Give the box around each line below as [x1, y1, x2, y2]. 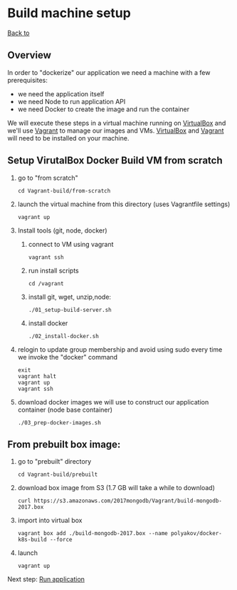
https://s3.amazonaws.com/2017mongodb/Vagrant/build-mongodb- [33, 497, 222, 504]
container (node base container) [17, 405, 112, 414]
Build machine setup [7, 5, 132, 21]
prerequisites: [7, 76, 48, 84]
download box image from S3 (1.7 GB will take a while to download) [17, 484, 216, 492]
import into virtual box [17, 516, 83, 525]
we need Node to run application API [17, 97, 126, 106]
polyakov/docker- [170, 530, 222, 537]
